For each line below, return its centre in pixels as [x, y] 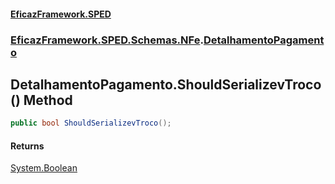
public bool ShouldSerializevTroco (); [91, 123]
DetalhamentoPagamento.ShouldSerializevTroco [166, 84]
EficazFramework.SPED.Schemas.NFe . [107, 40]
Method [48, 100]
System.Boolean [44, 168]
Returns [27, 146]
